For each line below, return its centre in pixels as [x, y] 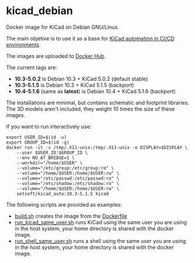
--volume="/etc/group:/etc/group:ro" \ [65, 168]
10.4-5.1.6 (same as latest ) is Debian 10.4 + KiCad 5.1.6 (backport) [95, 91]
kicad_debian [40, 11]
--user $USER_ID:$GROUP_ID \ [52, 153]
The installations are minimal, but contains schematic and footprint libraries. [98, 102]
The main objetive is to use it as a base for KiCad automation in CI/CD [90, 38]
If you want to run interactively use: [49, 126]
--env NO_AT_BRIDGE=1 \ [46, 158]
